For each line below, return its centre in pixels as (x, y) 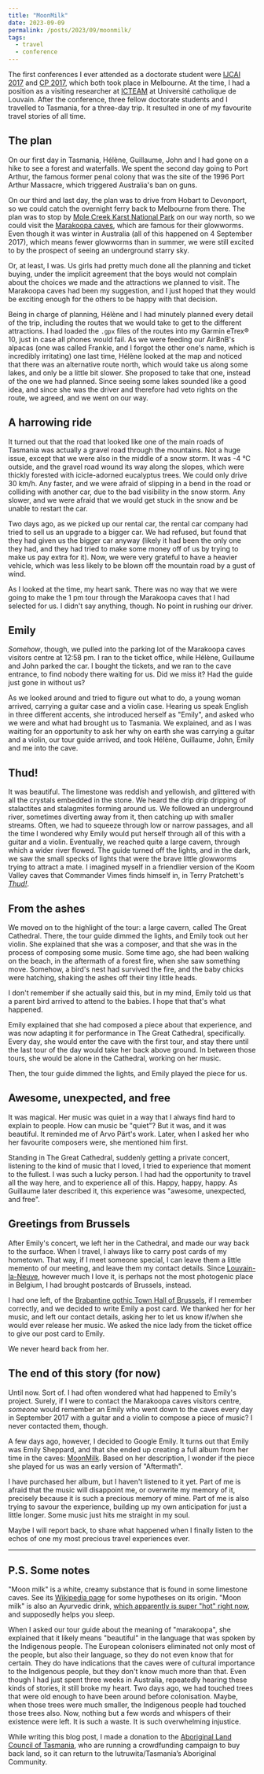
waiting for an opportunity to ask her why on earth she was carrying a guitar (132, 732)
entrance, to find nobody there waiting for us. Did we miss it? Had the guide (130, 674)
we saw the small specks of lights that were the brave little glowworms (123, 859)
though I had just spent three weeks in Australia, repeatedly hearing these (128, 1680)
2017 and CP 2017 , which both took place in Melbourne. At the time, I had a (129, 83)
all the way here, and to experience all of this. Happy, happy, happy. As (123, 1182)
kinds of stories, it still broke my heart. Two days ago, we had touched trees (131, 1688)
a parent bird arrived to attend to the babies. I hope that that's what (117, 1001)
